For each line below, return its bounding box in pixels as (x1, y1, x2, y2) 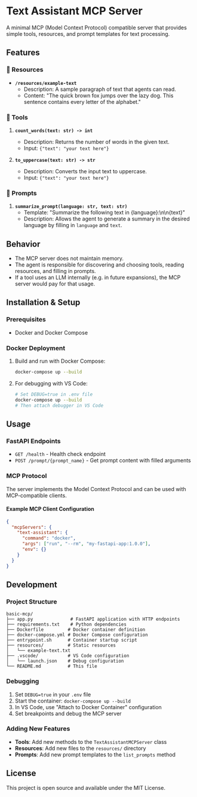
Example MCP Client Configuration (6, 505, 94, 513)
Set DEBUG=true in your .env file (14, 691, 91, 698)
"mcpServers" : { (11, 524, 52, 530)
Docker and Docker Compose (14, 329, 88, 336)
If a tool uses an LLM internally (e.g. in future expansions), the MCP (14, 274, 181, 281)
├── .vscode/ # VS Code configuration (6, 653, 130, 659)
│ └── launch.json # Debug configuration (6, 658, 124, 664)
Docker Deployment (6, 344, 66, 352)
